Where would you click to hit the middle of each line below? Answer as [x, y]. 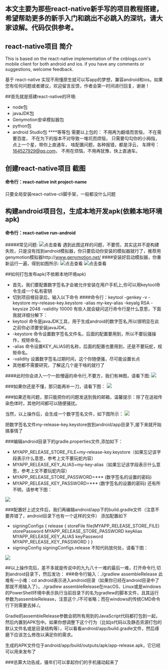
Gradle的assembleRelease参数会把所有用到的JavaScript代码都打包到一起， [83, 616]
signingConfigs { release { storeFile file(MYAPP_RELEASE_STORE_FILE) [86, 526]
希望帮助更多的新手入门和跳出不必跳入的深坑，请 [81, 18]
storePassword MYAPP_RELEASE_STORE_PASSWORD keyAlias [77, 531]
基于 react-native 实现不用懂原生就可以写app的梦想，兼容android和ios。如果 [84, 80]
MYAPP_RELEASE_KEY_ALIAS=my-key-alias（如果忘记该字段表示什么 [84, 465]
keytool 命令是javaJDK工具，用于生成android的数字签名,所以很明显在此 [86, 321]
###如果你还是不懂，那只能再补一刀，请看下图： [55, 386]
